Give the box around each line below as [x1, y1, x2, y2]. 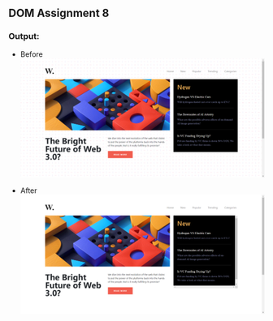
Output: [8, 31, 40, 42]
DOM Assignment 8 [8, 6, 110, 20]
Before [19, 49, 43, 59]
